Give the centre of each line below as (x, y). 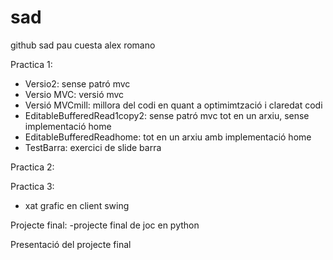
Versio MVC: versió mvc (74, 94)
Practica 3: (32, 186)
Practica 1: (31, 64)
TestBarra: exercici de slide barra (93, 147)
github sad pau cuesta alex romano (83, 45)
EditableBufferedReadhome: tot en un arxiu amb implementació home (168, 137)
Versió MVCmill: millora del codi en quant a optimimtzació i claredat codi (173, 105)
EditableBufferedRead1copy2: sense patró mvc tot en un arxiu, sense (167, 115)
